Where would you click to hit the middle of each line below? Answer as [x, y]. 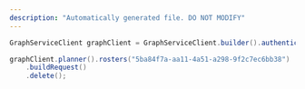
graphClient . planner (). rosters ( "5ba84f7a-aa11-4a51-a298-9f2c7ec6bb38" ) [150, 59]
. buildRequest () [57, 68]
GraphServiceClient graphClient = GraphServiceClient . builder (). [135, 43]
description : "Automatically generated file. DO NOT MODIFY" [128, 18]
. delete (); [46, 76]
